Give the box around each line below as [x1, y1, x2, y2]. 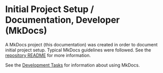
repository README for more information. [5, 52, 91, 58]
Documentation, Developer [5, 14, 120, 26]
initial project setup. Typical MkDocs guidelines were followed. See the [5, 47, 151, 53]
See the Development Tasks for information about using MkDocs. [5, 62, 140, 68]
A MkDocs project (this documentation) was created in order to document [5, 41, 158, 47]
